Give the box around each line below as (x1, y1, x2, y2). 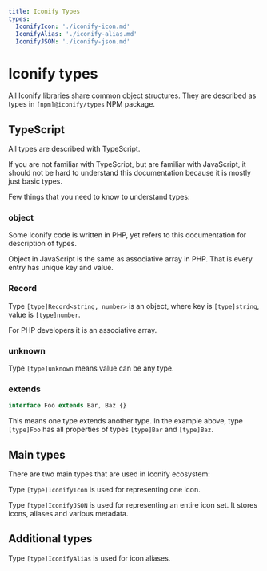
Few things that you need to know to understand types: (8, 192, 190, 202)
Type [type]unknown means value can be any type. (8, 363, 174, 373)
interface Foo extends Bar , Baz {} (8, 402, 127, 410)
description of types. (8, 239, 78, 249)
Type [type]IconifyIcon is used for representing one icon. (8, 485, 201, 494)
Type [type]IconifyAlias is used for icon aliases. (8, 553, 171, 563)
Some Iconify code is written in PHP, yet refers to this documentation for (8, 230, 247, 240)
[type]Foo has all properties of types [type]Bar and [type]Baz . (8, 425, 213, 435)
